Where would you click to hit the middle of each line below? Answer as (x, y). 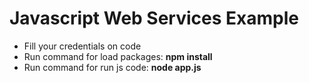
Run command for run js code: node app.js (112, 67)
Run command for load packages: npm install (118, 56)
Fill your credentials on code (82, 46)
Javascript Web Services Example (154, 18)
